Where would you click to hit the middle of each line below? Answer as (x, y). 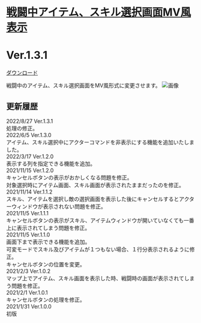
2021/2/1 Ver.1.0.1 (27, 292)
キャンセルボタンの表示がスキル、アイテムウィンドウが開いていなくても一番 (100, 220)
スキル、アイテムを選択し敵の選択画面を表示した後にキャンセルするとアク (98, 198)
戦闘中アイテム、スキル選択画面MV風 (99, 12)
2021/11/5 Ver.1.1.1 (28, 213)
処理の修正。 (22, 128)
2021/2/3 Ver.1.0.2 (28, 271)
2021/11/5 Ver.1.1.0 (28, 235)
